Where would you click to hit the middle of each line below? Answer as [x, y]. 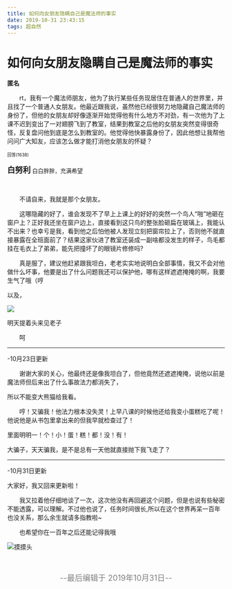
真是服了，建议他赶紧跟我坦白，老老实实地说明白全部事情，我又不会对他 [122, 263]
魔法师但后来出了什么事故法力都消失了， [65, 382]
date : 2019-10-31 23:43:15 [46, 20]
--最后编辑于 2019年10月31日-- [116, 578]
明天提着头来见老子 [35, 323]
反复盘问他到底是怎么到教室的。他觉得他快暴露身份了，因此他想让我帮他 [122, 133]
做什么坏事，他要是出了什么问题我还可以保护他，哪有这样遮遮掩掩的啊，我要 [116, 272]
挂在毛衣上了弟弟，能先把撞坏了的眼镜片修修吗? [75, 248]
